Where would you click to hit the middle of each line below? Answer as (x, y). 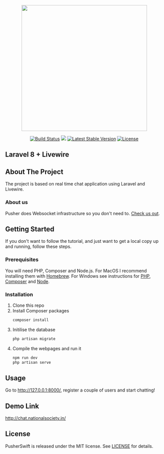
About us (17, 203)
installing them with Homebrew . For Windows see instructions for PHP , (78, 276)
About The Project (34, 172)
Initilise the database (34, 330)
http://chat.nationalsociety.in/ (36, 418)
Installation (19, 294)
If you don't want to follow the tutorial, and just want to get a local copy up (82, 241)
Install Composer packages (41, 310)
